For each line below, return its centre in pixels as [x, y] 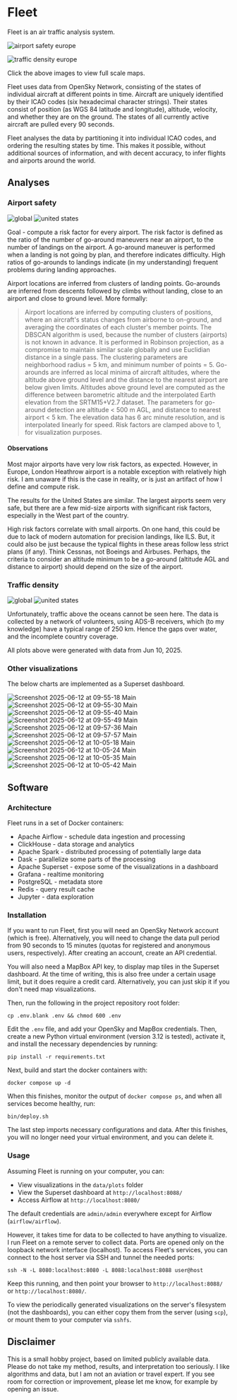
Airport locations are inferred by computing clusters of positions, [119, 312]
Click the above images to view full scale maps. [76, 73]
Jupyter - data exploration [55, 897]
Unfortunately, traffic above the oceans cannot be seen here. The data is [113, 614]
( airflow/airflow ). [34, 1221]
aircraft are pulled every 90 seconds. [61, 124]
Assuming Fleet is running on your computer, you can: [86, 1171]
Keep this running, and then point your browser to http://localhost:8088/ [115, 1283]
